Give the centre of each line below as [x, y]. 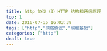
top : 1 [14, 17]
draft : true [20, 39]
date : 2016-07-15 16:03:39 [39, 22]
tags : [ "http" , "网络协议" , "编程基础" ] [50, 28]
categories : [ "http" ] [32, 33]
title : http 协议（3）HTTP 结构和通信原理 [53, 11]
